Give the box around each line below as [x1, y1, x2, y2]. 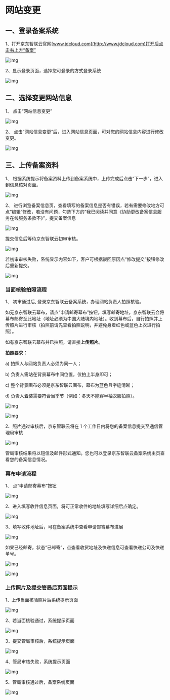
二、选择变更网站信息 [5, 94, 72, 102]
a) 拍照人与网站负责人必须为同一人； [5, 360, 82, 366]
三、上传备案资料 [5, 161, 59, 170]
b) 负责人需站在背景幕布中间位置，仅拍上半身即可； [5, 371, 113, 377]
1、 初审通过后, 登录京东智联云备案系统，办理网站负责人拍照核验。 [5, 298, 144, 304]
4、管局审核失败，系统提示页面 [5, 658, 71, 665]
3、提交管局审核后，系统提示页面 [5, 638, 75, 644]
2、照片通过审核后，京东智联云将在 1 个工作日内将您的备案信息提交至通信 [5, 423, 159, 429]
